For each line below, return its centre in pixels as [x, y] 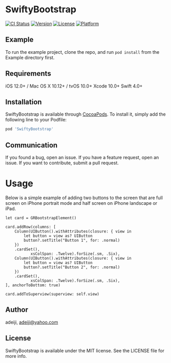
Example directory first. [30, 57]
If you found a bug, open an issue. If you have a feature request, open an [82, 158]
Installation [24, 102]
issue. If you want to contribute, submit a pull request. [62, 163]
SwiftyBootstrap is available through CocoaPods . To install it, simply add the [85, 114]
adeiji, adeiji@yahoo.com [32, 322]
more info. [16, 356]
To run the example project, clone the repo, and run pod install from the [82, 52]
